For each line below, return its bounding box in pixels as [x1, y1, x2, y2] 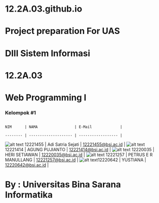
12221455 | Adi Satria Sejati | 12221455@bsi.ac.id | [24, 141, 126, 147]
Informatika [5, 189, 53, 201]
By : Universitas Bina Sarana [5, 179, 121, 190]
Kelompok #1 [5, 109, 36, 116]
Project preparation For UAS [5, 26, 120, 37]
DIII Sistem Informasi [5, 47, 91, 59]
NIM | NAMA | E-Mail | [5, 125, 123, 129]
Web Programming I [5, 92, 86, 103]
